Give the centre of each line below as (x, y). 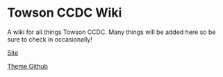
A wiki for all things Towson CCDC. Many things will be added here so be (111, 32)
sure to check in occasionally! (50, 39)
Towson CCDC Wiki (65, 13)
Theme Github (28, 66)
